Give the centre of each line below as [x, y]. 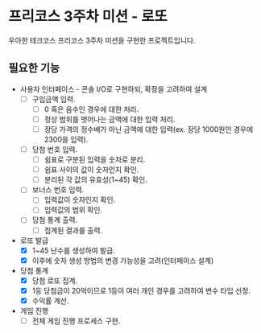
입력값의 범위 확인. [73, 210]
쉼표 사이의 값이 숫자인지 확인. [91, 170]
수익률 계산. [50, 300]
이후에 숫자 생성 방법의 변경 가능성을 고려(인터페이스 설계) [123, 260]
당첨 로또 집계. [55, 280]
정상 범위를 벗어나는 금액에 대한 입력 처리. [110, 119]
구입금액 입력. [54, 99]
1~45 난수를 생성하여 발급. [73, 250]
